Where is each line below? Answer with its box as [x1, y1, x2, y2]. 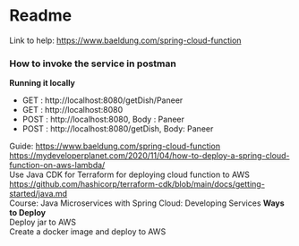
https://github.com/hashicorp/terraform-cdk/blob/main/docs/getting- [9, 179, 266, 190]
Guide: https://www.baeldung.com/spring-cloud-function [9, 140, 221, 152]
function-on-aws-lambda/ [9, 160, 106, 171]
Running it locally [9, 78, 76, 89]
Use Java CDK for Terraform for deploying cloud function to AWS [9, 169, 251, 180]
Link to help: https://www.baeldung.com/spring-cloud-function [9, 35, 242, 46]
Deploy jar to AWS [9, 216, 77, 228]
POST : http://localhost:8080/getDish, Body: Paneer [21, 123, 214, 134]
